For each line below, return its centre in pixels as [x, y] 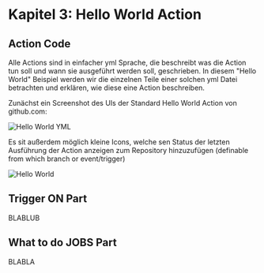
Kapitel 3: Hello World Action [105, 15]
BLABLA [22, 261]
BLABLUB [24, 218]
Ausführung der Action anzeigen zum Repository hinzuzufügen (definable [128, 150]
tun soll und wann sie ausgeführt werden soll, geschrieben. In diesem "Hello [132, 71]
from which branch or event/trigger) [67, 159]
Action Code [40, 44]
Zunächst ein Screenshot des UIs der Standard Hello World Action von [123, 103]
